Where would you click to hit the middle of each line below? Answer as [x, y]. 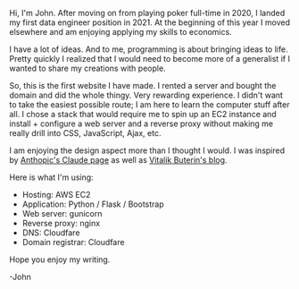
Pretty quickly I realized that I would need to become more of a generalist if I [149, 59]
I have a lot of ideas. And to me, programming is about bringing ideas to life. [149, 49]
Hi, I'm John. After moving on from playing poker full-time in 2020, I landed [147, 13]
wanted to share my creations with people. [88, 68]
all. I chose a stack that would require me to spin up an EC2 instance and [143, 114]
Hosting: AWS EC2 [56, 195]
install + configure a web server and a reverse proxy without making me [141, 123]
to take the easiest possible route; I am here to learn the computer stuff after [149, 105]
